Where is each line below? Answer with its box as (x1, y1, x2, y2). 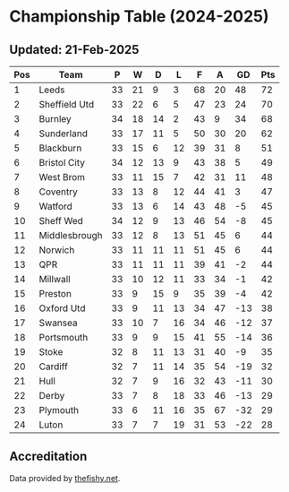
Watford (38, 200, 73, 212)
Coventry (38, 186, 78, 198)
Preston (38, 288, 72, 299)
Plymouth (38, 404, 79, 416)
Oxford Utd (38, 302, 86, 315)
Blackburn (38, 142, 82, 154)
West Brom (38, 171, 86, 183)
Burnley (38, 113, 72, 125)
